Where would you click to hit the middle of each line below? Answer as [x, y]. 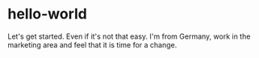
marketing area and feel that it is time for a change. [92, 44]
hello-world [48, 14]
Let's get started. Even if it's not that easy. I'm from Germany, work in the [129, 36]
